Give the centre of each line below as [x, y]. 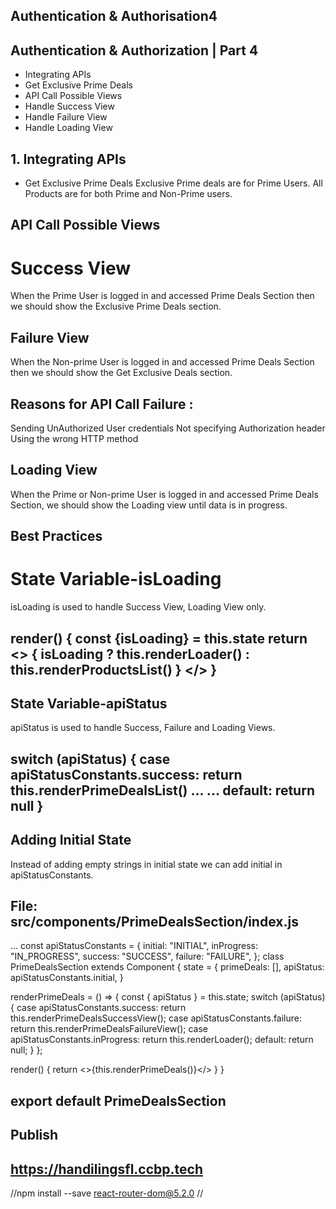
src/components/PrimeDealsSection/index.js [154, 921]
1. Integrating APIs [68, 159]
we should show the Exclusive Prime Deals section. [116, 306]
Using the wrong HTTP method [74, 438]
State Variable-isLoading [116, 579]
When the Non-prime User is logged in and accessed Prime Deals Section [162, 362]
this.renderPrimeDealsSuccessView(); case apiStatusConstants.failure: [156, 1018]
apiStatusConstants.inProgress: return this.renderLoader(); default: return [162, 1040]
